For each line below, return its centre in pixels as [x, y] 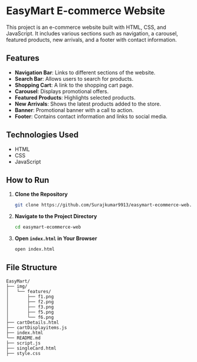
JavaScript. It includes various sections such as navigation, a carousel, [92, 33]
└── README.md [24, 338]
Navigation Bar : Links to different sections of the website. [85, 73]
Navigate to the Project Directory [56, 216]
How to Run [28, 180]
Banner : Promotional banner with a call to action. [74, 110]
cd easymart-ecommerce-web [48, 227]
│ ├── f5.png [30, 312]
